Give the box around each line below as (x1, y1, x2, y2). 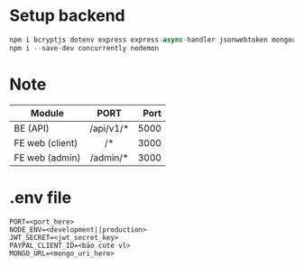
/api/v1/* (89, 122, 129, 134)
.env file (9, 187, 72, 207)
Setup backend (9, 5, 126, 26)
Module (30, 106, 65, 119)
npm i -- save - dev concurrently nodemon (9, 43, 160, 52)
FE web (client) (14, 136, 78, 149)
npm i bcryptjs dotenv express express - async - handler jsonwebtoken (9, 35, 269, 44)
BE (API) (14, 122, 50, 134)
